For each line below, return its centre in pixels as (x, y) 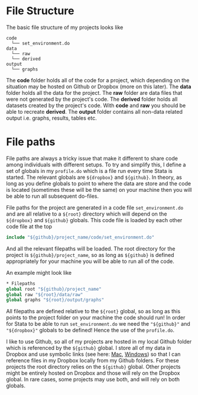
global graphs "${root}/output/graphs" (55, 300)
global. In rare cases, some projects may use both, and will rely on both (93, 380)
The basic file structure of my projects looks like (65, 27)
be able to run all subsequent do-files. (53, 196)
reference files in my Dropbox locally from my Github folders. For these (92, 361)
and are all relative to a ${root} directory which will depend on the (87, 214)
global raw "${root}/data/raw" (45, 294)
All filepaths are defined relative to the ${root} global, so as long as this (93, 311)
